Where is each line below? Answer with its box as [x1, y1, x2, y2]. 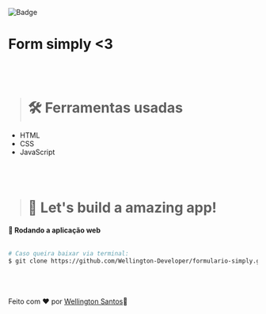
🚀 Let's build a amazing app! [27, 199, 218, 217]
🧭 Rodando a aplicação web [8, 225, 101, 235]
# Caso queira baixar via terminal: [8, 250, 129, 258]
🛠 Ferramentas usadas [27, 99, 184, 117]
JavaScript [19, 147, 55, 157]
